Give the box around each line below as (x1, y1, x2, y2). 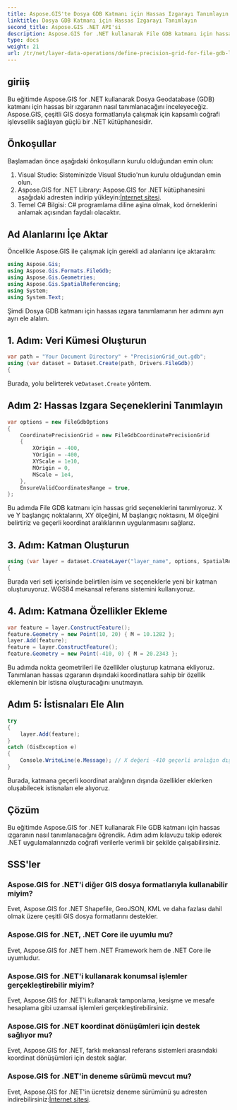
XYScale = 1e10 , (32, 458, 80, 466)
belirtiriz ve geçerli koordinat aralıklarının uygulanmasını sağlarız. (7, 519, 195, 527)
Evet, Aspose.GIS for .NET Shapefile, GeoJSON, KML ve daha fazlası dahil (7, 905, 222, 913)
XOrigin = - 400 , (32, 445, 80, 452)
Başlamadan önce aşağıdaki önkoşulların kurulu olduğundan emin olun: (7, 156, 214, 165)
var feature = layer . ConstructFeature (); (7, 624, 131, 631)
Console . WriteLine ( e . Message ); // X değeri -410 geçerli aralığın (20, 757, 219, 764)
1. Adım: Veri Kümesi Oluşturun (7, 334, 147, 347)
